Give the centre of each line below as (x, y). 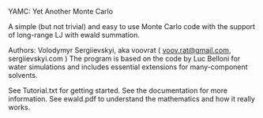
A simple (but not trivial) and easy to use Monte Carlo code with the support (131, 26)
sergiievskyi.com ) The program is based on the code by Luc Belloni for (124, 59)
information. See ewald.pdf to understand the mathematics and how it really (131, 99)
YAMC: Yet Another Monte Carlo (60, 11)
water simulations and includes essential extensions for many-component (128, 67)
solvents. (23, 75)
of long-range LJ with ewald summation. (74, 35)
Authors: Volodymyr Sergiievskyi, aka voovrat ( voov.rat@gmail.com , (120, 50)
